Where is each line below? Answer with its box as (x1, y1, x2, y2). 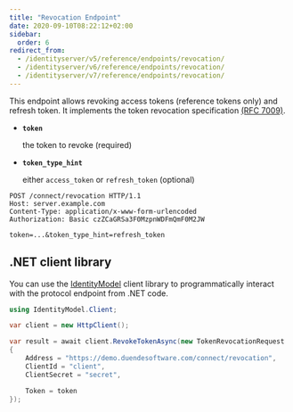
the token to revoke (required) (21, 139, 132, 150)
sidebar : (9, 29, 42, 38)
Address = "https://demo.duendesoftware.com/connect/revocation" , (25, 354, 277, 363)
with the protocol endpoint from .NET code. (9, 287, 169, 299)
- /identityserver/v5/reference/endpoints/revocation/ (17, 54, 225, 63)
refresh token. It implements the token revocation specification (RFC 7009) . (9, 104, 286, 116)
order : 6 (17, 37, 50, 47)
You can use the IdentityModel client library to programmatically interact (9, 278, 274, 289)
